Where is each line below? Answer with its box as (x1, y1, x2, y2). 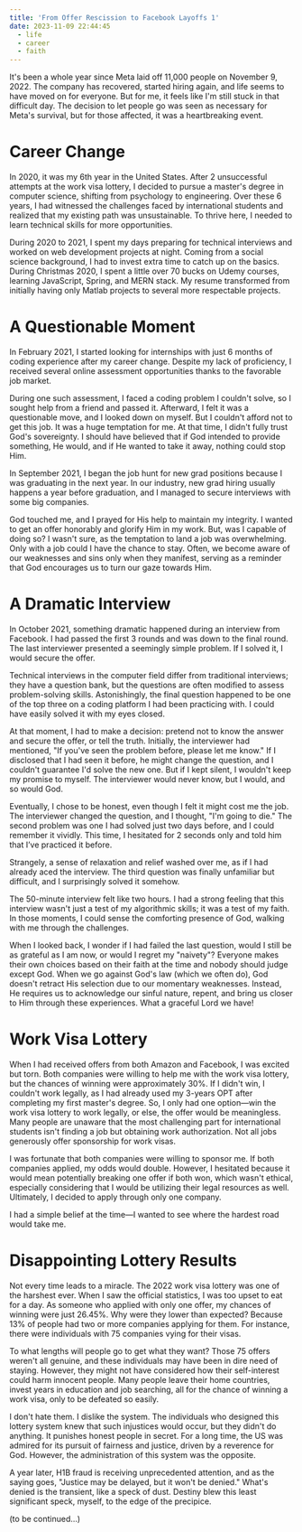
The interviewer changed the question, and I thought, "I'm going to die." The (9, 810, 293, 821)
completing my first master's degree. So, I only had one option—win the (9, 1097, 277, 1107)
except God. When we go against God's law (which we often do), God (9, 968, 269, 979)
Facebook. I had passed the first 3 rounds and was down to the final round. (9, 633, 288, 644)
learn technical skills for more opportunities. (9, 220, 173, 230)
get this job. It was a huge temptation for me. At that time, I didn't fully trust (9, 422, 288, 432)
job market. (9, 376, 52, 386)
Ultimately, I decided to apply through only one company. (9, 1191, 223, 1202)
